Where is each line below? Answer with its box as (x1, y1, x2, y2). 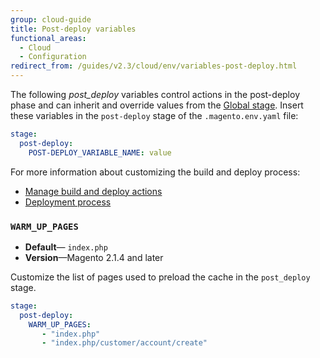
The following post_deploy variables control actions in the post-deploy (10, 89, 300, 100)
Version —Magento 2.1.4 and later (24, 251, 164, 263)
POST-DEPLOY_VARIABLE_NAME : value (28, 147, 172, 158)
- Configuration (19, 52, 87, 62)
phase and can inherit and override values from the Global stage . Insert (10, 99, 304, 111)
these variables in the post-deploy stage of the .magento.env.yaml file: (10, 110, 299, 121)
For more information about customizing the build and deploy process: (10, 166, 301, 178)
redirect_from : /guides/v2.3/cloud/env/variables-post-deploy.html (10, 61, 298, 71)
